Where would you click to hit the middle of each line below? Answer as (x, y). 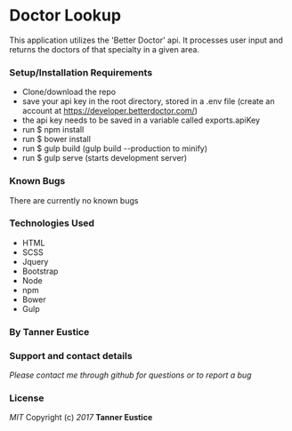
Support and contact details (71, 355)
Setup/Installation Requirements (81, 72)
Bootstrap (40, 271)
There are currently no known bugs (74, 200)
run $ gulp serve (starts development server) (105, 158)
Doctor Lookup (65, 16)
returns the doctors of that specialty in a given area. (105, 49)
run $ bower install (57, 140)
